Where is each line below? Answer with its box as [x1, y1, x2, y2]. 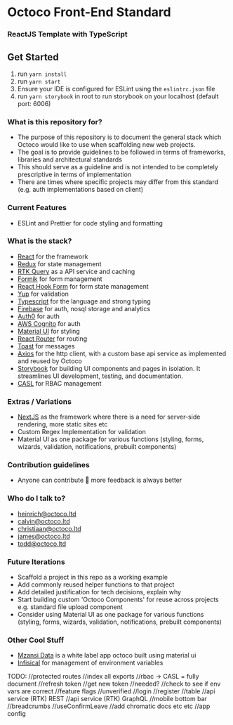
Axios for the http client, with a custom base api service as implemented [17, 349, 227, 358]
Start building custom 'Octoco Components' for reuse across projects [17, 595, 219, 603]
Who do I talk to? [7, 493, 66, 503]
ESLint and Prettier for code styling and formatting [17, 218, 164, 227]
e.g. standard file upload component [17, 603, 123, 611]
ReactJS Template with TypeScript [7, 30, 128, 39]
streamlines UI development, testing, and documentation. [17, 372, 184, 380]
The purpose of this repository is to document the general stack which [17, 133, 222, 141]
